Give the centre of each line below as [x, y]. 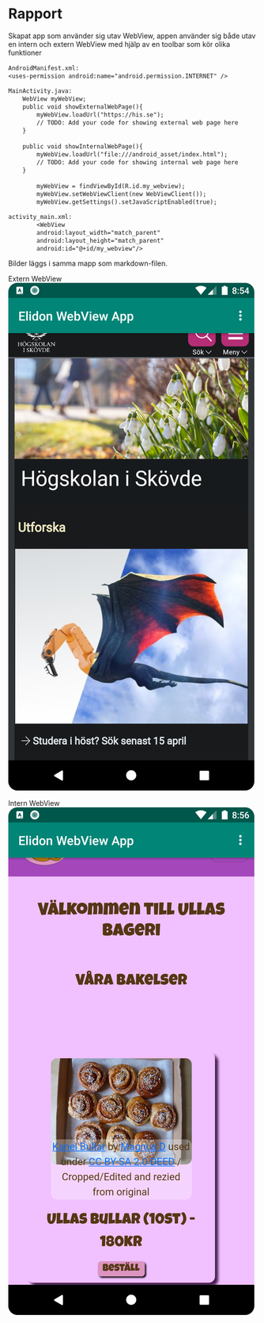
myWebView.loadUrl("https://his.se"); [100, 115]
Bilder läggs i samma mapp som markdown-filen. [88, 263]
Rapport [36, 14]
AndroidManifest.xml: [44, 68]
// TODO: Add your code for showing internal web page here [138, 162]
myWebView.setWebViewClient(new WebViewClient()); [122, 194]
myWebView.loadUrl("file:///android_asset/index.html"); [132, 154]
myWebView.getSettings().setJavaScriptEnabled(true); [127, 202]
